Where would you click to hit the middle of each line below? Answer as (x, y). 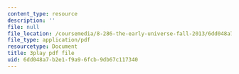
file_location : (30, 33)
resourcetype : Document (43, 47)
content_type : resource (43, 14)
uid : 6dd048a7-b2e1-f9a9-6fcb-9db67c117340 (73, 60)
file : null (23, 27)
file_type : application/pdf (49, 40)
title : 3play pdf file (41, 54)
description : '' (31, 20)
